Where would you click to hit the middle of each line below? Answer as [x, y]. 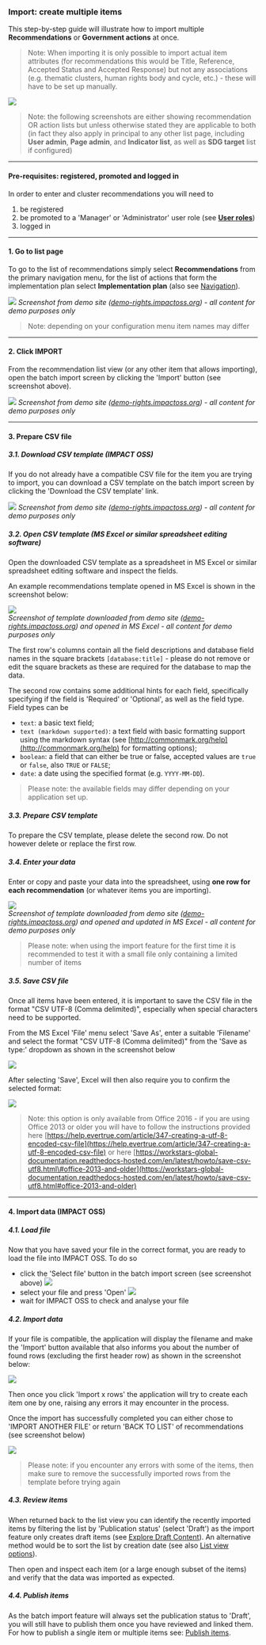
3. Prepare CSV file [40, 436]
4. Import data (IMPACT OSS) [57, 1212]
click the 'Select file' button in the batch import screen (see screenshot [135, 1273]
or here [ [122, 1152]
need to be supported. [45, 1017]
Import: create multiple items [65, 12]
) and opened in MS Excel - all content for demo [154, 626]
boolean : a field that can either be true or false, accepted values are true [137, 757]
